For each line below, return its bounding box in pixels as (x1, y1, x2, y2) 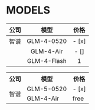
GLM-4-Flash (27, 56, 67, 65)
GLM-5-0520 (27, 85, 67, 93)
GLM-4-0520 (27, 36, 67, 45)
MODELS (6, 4, 51, 17)
